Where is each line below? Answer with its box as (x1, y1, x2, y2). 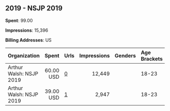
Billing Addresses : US (5, 37, 52, 43)
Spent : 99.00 (5, 17, 33, 23)
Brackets (141, 55, 163, 62)
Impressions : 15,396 (5, 27, 49, 33)
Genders (114, 52, 136, 59)
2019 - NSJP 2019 (5, 4, 63, 13)
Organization (8, 52, 40, 59)
